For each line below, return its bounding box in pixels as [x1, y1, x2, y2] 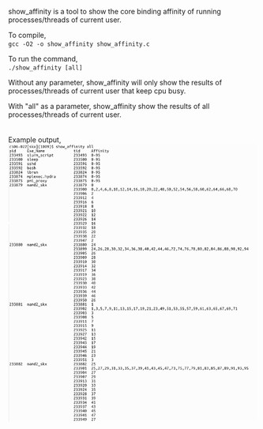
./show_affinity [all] [8, 64, 83, 72]
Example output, [8, 135, 62, 145]
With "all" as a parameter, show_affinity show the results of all [8, 102, 210, 111]
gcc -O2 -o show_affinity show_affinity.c [8, 40, 150, 48]
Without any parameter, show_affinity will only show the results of [8, 78, 223, 87]
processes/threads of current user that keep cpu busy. [8, 86, 186, 96]
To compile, [8, 31, 47, 40]
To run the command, [8, 55, 78, 63]
